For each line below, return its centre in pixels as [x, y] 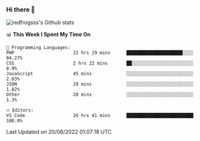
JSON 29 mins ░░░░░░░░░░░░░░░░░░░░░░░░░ [100, 84]
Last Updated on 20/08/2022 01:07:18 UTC [59, 132]
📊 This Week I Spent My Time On [48, 35]
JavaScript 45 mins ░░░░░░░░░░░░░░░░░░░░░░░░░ [100, 74]
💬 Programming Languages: [38, 48]
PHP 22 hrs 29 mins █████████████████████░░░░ [100, 53]
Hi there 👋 [21, 10]
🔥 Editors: [20, 111]
